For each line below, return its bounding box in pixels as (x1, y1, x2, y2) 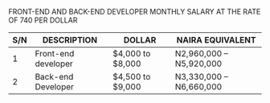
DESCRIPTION (42, 35, 98, 45)
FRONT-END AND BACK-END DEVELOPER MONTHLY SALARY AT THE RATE (8, 7, 261, 16)
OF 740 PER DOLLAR (8, 15, 78, 25)
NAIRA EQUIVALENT (176, 35, 256, 45)
